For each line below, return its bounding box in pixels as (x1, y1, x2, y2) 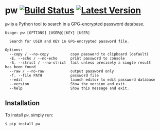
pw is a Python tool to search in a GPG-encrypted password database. (5, 21, 145, 27)
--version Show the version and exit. (9, 81, 127, 86)
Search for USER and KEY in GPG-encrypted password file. (9, 39, 130, 44)
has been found (5, 64, 36, 69)
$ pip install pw (5, 121, 40, 126)
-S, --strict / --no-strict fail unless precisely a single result (9, 60, 151, 65)
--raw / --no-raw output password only (9, 69, 114, 74)
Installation (5, 99, 40, 107)
